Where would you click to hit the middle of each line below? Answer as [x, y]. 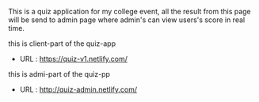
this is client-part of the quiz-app [62, 43]
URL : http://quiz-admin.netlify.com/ [78, 89]
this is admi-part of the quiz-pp [59, 74]
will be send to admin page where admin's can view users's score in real [127, 20]
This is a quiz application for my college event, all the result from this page [129, 11]
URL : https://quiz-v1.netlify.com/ [74, 59]
